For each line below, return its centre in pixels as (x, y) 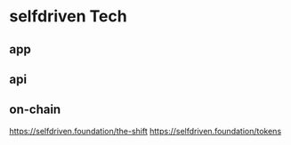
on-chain (35, 110)
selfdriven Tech (68, 16)
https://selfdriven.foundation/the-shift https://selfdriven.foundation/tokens (145, 131)
